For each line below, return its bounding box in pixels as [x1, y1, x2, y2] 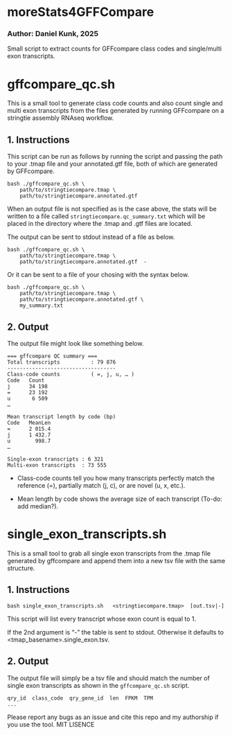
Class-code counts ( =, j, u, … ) [7, 371, 135, 378]
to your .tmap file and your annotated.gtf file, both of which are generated [7, 160, 218, 168]
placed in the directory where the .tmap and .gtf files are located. [7, 220, 193, 228]
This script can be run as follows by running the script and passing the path [7, 152, 223, 161]
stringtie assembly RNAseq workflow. [7, 114, 114, 122]
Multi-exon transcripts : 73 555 [7, 462, 107, 469]
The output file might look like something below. [7, 339, 144, 348]
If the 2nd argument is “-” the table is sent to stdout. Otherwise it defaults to [7, 628, 224, 636]
